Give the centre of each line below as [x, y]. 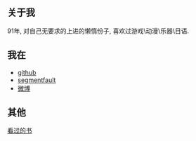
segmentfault [37, 80]
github [27, 72]
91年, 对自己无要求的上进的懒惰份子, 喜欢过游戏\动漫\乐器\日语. [98, 31]
